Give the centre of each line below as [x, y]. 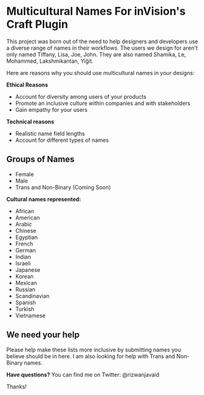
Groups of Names [40, 159]
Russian [25, 289]
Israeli [23, 263]
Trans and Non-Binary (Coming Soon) [63, 187]
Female [25, 174]
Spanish [25, 302]
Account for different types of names [62, 140]
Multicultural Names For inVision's [96, 11]
